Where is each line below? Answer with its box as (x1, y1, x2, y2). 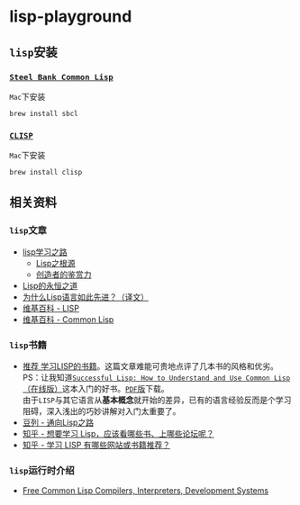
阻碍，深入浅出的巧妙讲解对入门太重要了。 (22, 405, 181, 416)
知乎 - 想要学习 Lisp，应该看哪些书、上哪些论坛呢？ (22, 428, 214, 438)
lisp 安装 (9, 44, 58, 59)
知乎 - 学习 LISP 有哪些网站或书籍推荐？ (22, 439, 171, 450)
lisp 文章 (9, 224, 48, 237)
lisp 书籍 (9, 338, 48, 351)
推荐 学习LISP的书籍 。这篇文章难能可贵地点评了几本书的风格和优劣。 (22, 360, 279, 371)
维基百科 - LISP (22, 302, 79, 313)
